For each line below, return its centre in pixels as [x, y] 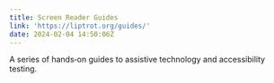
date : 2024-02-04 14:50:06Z [62, 34]
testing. [23, 69]
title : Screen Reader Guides [64, 17]
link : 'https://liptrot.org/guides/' [80, 26]
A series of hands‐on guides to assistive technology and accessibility [137, 60]
